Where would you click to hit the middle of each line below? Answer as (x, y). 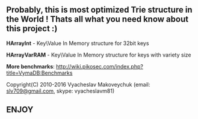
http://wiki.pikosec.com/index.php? (100, 66)
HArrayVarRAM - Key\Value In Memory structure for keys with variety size (99, 55)
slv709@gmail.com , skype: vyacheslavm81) (60, 91)
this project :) (32, 29)
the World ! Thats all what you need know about (97, 20)
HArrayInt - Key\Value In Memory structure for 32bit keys (78, 43)
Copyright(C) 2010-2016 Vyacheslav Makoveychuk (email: (78, 84)
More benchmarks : (31, 66)
